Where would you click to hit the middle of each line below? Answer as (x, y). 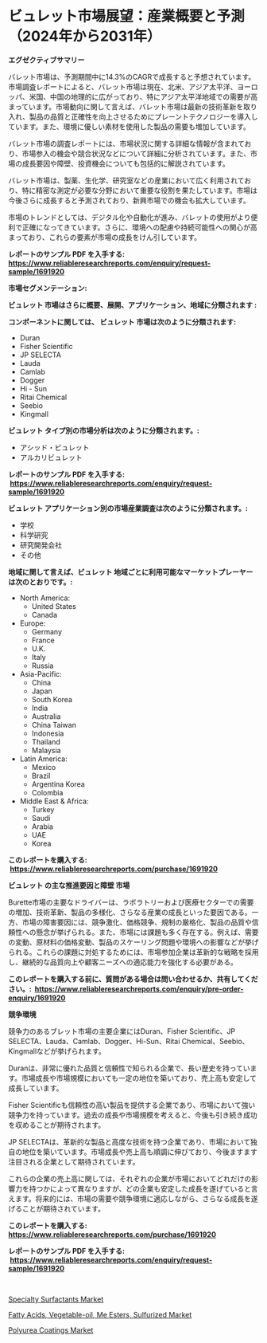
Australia (46, 716)
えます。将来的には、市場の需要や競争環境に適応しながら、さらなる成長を (130, 1198)
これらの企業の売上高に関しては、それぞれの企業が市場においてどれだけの (130, 1178)
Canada (44, 615)
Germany (46, 631)
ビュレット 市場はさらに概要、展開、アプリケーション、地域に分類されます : (132, 304)
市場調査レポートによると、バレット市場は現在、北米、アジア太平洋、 (123, 86)
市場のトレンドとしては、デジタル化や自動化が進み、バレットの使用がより (130, 217)
